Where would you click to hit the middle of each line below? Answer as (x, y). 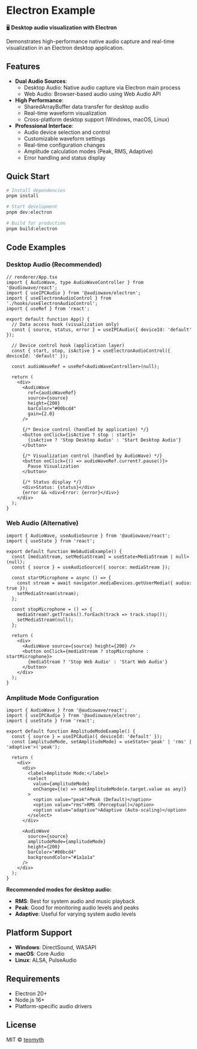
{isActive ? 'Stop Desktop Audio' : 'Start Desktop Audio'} (105, 440)
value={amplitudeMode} (61, 784)
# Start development (32, 207)
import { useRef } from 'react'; (48, 309)
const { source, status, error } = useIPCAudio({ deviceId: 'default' (102, 330)
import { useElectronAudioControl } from (59, 298)
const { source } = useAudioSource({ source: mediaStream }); (91, 567)
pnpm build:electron (32, 229)
